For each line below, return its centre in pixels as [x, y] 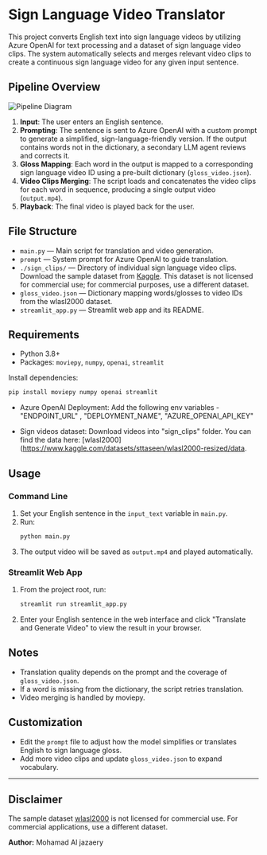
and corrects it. [44, 155]
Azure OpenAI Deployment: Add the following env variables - [120, 408]
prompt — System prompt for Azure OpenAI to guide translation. [124, 259]
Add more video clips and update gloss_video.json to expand [121, 759]
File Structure [43, 231]
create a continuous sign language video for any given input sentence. [124, 62]
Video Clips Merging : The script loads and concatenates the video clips [138, 181]
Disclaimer [35, 799]
